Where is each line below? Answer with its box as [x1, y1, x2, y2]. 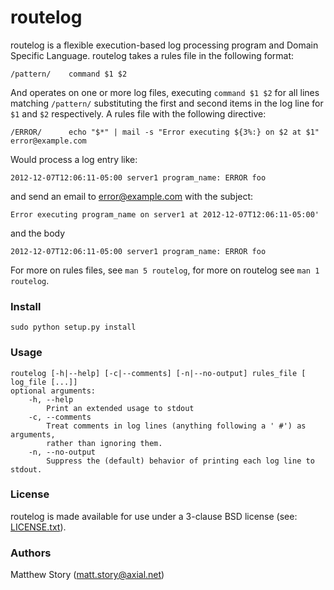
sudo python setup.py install [10, 322, 137, 333]
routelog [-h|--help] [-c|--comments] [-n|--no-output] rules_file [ [10, 368, 307, 378]
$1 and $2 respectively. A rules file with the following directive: [10, 107, 267, 120]
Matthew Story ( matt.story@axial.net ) [10, 569, 165, 581]
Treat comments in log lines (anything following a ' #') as [46, 421, 307, 431]
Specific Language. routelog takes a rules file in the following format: [10, 49, 295, 61]
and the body [10, 227, 66, 239]
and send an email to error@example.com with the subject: [10, 190, 254, 202]
